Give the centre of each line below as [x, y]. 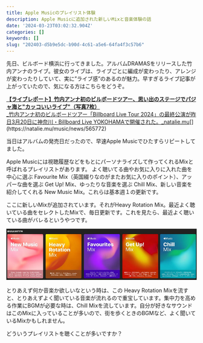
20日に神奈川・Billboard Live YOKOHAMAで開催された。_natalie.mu [105, 122]
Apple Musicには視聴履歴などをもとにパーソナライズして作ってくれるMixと [100, 162]
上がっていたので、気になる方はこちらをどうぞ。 [67, 86]
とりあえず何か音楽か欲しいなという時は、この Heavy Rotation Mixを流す [97, 290]
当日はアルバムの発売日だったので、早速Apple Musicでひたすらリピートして [101, 141]
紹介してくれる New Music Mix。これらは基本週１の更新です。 [84, 192]
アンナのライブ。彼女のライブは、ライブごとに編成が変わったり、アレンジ [104, 71]
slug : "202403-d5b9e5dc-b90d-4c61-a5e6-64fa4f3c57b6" [76, 45]
